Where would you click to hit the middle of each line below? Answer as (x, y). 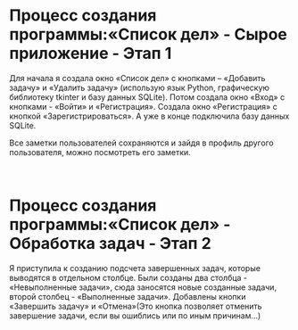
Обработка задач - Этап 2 (110, 244)
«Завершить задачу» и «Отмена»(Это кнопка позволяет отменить (136, 306)
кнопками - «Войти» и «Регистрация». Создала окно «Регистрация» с (144, 106)
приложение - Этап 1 (91, 54)
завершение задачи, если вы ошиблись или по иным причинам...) (135, 315)
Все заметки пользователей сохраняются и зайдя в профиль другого (141, 143)
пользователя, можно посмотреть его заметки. (100, 152)
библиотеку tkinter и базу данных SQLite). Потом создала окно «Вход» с (147, 97)
